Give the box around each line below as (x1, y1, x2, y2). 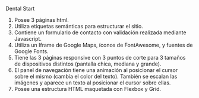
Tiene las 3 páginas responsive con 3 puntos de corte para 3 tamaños (14, 54, 186, 61)
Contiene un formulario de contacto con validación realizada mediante (14, 29, 187, 36)
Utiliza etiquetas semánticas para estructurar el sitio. (14, 23, 143, 30)
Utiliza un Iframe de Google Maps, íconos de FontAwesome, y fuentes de (14, 41, 193, 48)
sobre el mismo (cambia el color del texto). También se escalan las (14, 73, 178, 80)
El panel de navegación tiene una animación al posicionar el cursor (14, 67, 178, 73)
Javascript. (14, 35, 42, 42)
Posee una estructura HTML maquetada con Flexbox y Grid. (14, 86, 162, 92)
